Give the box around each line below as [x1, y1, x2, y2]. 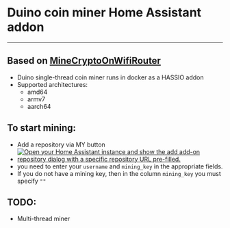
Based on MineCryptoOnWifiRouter [7, 55, 161, 66]
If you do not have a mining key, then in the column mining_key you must [16, 169, 221, 177]
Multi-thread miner [16, 214, 71, 223]
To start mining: [7, 122, 77, 134]
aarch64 [27, 102, 51, 110]
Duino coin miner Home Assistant [7, 5, 202, 21]
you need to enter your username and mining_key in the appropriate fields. [16, 162, 223, 170]
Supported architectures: [16, 80, 88, 88]
